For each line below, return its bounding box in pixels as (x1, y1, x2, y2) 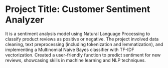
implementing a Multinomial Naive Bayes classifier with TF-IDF (5, 46, 134, 52)
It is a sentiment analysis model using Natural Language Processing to (5, 30, 150, 36)
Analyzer (5, 14, 44, 25)
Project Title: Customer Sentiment (5, 3, 150, 15)
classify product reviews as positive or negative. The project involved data (5, 36, 159, 42)
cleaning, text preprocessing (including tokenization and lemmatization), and (5, 41, 163, 47)
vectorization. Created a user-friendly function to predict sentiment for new (5, 51, 161, 58)
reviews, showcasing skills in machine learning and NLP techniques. (5, 57, 146, 63)
